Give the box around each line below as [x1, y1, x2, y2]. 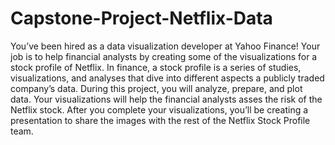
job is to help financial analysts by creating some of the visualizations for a [10, 50, 318, 62]
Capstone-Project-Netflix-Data [10, 7, 273, 30]
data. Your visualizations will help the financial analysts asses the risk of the [10, 93, 323, 105]
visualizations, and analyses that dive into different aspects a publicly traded [10, 72, 325, 84]
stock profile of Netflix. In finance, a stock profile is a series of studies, [10, 61, 302, 73]
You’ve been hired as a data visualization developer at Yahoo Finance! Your [10, 40, 321, 52]
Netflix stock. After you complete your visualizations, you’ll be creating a [10, 103, 309, 116]
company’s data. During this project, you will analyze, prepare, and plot [10, 82, 303, 94]
